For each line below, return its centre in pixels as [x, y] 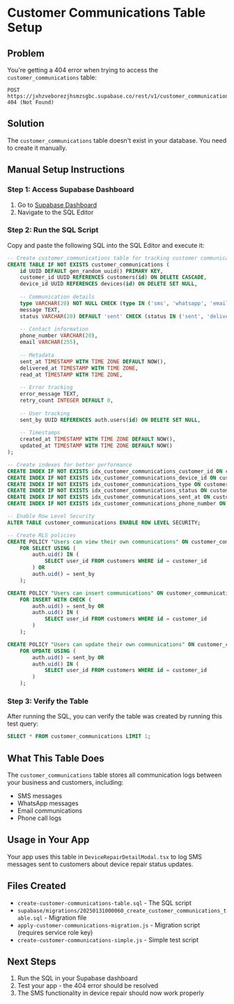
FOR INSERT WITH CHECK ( [56, 599]
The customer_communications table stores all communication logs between [115, 775]
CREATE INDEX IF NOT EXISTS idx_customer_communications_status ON [107, 491]
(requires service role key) [55, 932]
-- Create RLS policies [42, 535]
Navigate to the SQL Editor [55, 212]
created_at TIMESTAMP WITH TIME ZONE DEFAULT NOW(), [98, 439]
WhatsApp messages [48, 803]
